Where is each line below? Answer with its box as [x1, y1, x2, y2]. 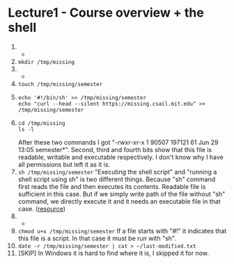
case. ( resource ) [17, 204, 65, 213]
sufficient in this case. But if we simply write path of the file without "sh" [17, 190, 226, 198]
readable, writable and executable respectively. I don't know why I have [17, 153, 224, 161]
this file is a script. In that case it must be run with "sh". [17, 234, 176, 242]
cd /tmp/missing [17, 119, 65, 126]
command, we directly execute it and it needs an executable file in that [17, 197, 221, 206]
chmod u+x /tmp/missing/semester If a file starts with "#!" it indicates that [17, 226, 227, 235]
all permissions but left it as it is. [17, 160, 111, 168]
